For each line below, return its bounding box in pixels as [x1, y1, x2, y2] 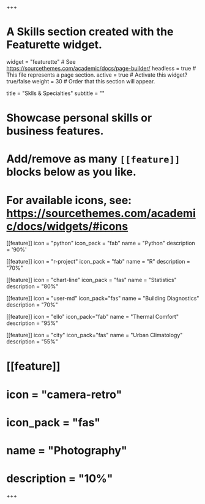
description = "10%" [6, 472, 113, 486]
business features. [6, 124, 104, 138]
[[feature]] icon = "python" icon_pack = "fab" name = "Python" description [6, 240, 196, 247]
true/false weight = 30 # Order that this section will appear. [6, 77, 155, 85]
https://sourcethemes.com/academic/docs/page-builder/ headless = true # [6, 64, 196, 72]
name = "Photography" [6, 444, 127, 457]
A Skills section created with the [6, 25, 174, 39]
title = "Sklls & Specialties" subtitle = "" [6, 90, 105, 97]
